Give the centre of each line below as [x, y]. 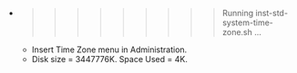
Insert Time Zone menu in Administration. [109, 50]
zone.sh [237, 32]
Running [238, 13]
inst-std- [271, 13]
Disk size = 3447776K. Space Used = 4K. [110, 59]
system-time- [247, 23]
